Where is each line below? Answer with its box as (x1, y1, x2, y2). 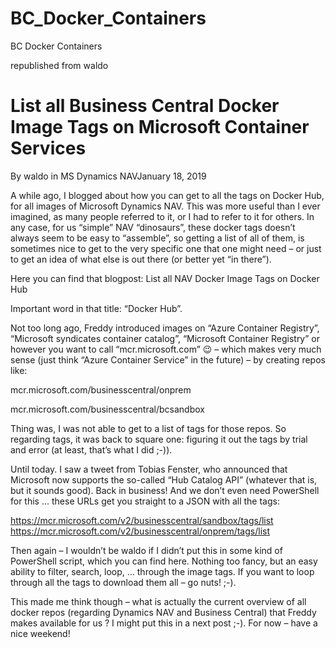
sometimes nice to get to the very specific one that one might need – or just (10, 242, 322, 254)
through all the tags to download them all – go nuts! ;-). (10, 576, 237, 588)
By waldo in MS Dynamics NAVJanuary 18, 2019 (10, 170, 207, 182)
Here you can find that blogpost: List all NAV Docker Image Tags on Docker (10, 272, 320, 284)
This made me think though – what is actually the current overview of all (10, 595, 307, 607)
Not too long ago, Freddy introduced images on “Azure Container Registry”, (10, 322, 320, 334)
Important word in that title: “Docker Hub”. (10, 302, 183, 314)
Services (10, 137, 87, 160)
